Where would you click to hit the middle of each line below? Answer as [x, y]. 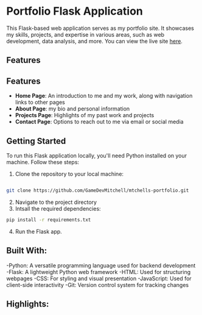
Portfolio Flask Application [75, 11]
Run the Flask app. [38, 231]
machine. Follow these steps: [43, 162]
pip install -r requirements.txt [49, 220]
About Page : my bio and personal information [72, 109]
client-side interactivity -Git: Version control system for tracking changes [98, 284]
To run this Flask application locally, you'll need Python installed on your [97, 155]
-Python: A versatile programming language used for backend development [101, 265]
